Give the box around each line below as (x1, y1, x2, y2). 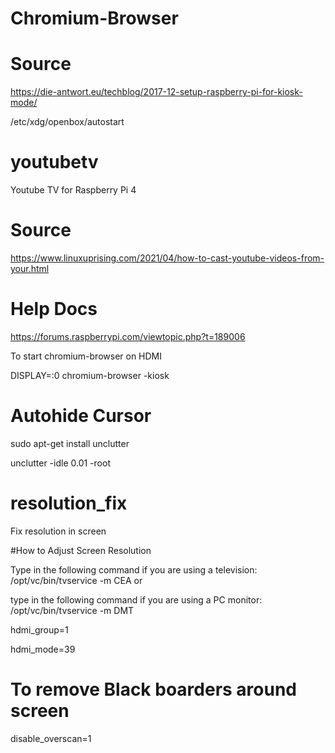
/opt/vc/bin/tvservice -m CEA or (10, 574, 143, 586)
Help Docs (10, 298, 98, 321)
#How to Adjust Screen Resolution (10, 544, 152, 556)
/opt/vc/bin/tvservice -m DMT (10, 604, 135, 616)
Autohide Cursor (10, 405, 152, 427)
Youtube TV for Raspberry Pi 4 (10, 184, 137, 196)
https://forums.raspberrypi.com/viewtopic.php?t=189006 (10, 330, 246, 342)
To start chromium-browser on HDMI (10, 350, 163, 362)
